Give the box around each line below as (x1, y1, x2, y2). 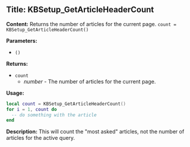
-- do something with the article (11, 112, 97, 118)
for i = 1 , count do (6, 106, 58, 112)
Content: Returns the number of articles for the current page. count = (6, 20, 177, 27)
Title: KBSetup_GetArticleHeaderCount (6, 5, 154, 15)
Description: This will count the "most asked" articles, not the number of (6, 128, 185, 135)
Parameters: (6, 37, 37, 44)
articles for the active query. (6, 135, 75, 142)
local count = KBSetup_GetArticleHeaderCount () (6, 101, 126, 107)
